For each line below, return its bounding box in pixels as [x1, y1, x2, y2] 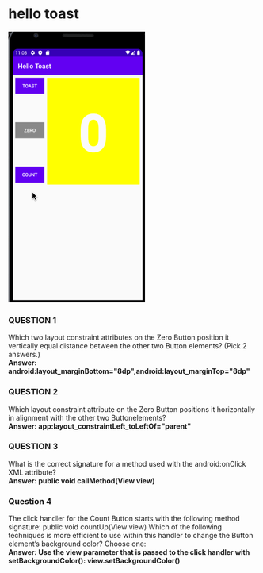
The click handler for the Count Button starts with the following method [8, 513, 240, 524]
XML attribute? [8, 467, 57, 477]
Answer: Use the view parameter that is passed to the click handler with [8, 548, 250, 557]
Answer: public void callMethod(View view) [8, 475, 156, 485]
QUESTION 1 [8, 314, 57, 325]
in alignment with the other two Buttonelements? [8, 413, 166, 422]
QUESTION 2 [8, 386, 58, 398]
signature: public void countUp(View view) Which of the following [8, 522, 223, 532]
